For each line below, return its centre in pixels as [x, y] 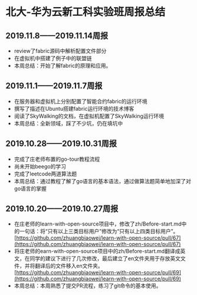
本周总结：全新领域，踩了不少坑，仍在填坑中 [68, 123]
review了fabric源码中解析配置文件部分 [60, 51]
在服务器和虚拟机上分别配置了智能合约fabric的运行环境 [81, 101]
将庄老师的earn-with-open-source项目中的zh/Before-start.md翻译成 [97, 251]
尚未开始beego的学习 [40, 166]
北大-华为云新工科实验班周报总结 [86, 12]
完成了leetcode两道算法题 [45, 174]
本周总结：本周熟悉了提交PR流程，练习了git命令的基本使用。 [88, 286]
